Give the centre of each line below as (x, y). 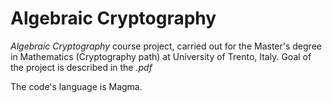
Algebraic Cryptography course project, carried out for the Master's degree (166, 46)
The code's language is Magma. (76, 86)
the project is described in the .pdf (81, 67)
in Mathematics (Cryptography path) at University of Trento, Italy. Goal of (161, 56)
